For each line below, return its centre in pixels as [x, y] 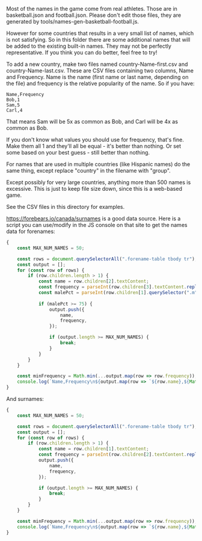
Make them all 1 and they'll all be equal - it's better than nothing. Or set [94, 146]
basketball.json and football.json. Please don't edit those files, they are [94, 15]
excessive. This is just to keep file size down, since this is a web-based [94, 189]
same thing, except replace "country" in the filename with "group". [89, 171]
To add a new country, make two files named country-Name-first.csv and [97, 64]
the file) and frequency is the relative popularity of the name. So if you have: [100, 83]
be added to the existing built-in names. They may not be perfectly [89, 46]
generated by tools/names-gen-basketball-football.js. [73, 21]
